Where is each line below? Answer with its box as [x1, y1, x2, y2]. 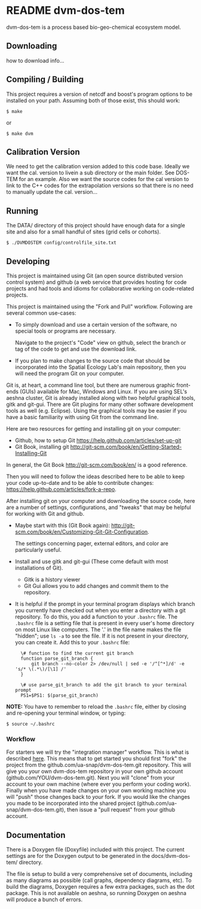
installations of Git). [14, 564, 64, 572]
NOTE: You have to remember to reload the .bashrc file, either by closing [6, 703, 187, 710]
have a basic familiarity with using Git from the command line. [6, 413, 159, 421]
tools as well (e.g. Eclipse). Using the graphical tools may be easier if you [6, 407, 187, 414]
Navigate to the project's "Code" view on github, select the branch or [14, 339, 187, 346]
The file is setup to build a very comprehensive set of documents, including [6, 870, 193, 878]
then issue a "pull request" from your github [67, 806, 175, 813]
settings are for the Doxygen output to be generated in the [6, 852, 151, 860]
